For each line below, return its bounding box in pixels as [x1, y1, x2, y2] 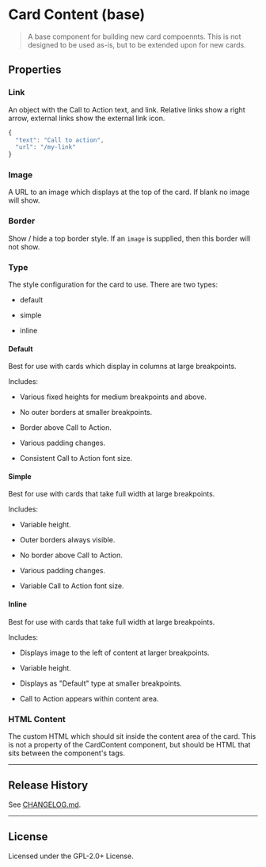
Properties [8, 63, 62, 77]
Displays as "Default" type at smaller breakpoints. [19, 679, 182, 688]
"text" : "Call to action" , [15, 136, 104, 144]
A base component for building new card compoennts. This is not [27, 32, 241, 41]
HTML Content [8, 713, 66, 724]
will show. [8, 196, 40, 205]
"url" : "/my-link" [15, 143, 77, 151]
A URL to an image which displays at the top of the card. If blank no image [8, 188, 250, 197]
